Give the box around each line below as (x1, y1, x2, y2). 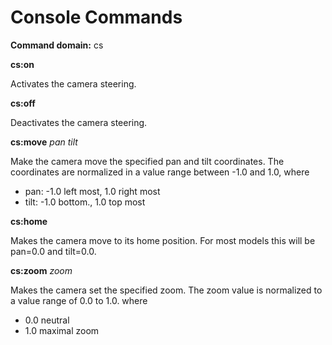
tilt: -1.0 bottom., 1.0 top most (24, 196, 146, 208)
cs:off (10, 97, 36, 109)
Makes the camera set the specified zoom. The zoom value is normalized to (10, 284, 323, 296)
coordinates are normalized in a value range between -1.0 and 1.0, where (10, 166, 310, 178)
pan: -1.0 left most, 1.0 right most (24, 185, 161, 197)
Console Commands (10, 6, 183, 29)
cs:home (10, 215, 48, 227)
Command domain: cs (10, 39, 104, 51)
